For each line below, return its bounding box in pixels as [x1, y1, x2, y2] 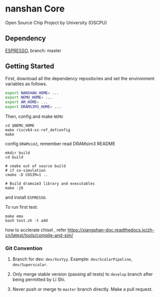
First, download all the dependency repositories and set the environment [5, 75, 155, 81]
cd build [5, 155, 23, 160]
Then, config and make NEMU [5, 113, 63, 119]
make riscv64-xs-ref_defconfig [5, 127, 70, 133]
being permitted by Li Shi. [12, 276, 66, 282]
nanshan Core [5, 3, 65, 15]
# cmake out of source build [5, 164, 66, 169]
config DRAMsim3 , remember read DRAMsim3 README [5, 141, 115, 147]
